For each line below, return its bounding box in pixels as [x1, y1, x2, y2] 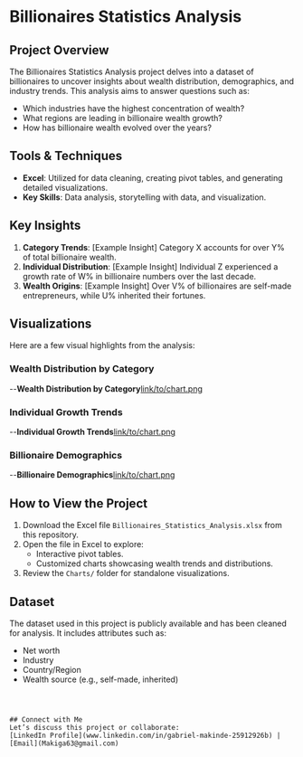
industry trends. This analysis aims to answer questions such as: [9, 86, 251, 96]
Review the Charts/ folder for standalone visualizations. [22, 568, 230, 579]
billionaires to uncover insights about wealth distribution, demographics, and [9, 76, 295, 87]
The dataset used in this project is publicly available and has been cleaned [9, 618, 287, 629]
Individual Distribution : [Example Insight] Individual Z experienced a [22, 260, 279, 272]
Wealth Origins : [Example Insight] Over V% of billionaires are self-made [22, 280, 292, 291]
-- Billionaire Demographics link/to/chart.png [9, 469, 175, 480]
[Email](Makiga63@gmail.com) [9, 739, 119, 748]
